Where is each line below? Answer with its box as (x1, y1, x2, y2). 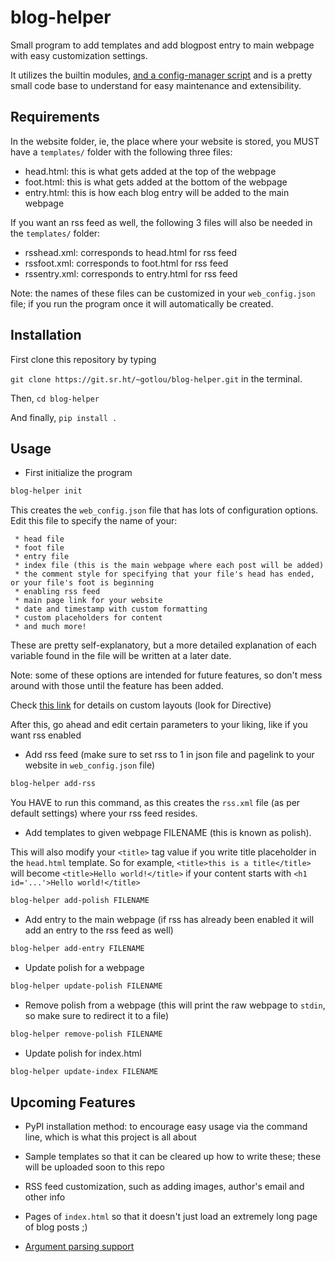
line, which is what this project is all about (24, 1131, 197, 1143)
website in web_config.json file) (24, 759, 156, 771)
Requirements (10, 109, 100, 126)
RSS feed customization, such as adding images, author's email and (24, 1181, 305, 1193)
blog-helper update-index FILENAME (10, 1066, 159, 1076)
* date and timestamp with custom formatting (14, 604, 208, 615)
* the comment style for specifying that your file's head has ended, (14, 569, 315, 580)
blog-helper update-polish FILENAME (10, 981, 163, 991)
